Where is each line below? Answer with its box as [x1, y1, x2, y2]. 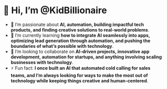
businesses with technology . [10, 59, 73, 65]
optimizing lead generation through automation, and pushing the [10, 38, 151, 44]
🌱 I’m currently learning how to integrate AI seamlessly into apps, [10, 32, 150, 38]
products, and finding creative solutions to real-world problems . [10, 26, 150, 33]
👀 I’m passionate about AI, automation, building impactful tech [10, 21, 144, 27]
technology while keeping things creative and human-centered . [10, 77, 149, 83]
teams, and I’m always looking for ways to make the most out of [10, 72, 148, 78]
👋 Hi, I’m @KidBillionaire [3, 5, 107, 16]
